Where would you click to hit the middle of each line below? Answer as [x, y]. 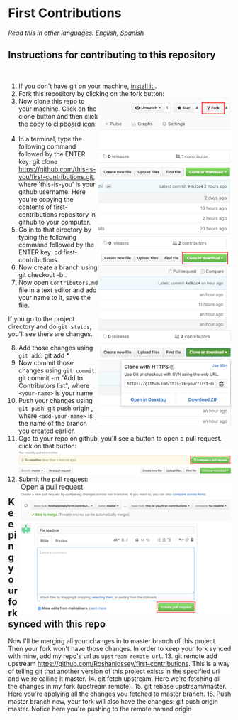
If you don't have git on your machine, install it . [87, 86]
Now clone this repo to [51, 101]
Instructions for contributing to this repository [112, 55]
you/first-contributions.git [56, 176]
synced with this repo [57, 624]
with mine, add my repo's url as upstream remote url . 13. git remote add [113, 656]
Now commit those [46, 362]
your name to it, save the [55, 297]
